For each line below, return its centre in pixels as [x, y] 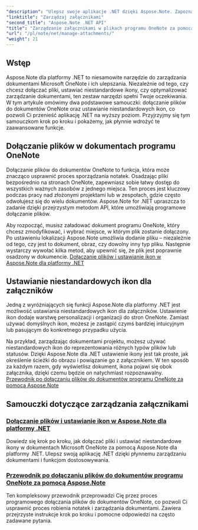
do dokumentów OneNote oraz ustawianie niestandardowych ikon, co [91, 109]
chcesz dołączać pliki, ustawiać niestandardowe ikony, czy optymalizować [97, 90]
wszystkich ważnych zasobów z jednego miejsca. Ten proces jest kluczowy [98, 188]
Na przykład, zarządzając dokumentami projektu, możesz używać [86, 341]
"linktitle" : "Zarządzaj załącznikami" [55, 17]
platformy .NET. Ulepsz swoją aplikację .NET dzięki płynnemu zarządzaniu [96, 454]
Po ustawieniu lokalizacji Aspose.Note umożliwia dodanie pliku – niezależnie [99, 238]
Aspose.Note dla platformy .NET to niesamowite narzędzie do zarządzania [96, 77]
